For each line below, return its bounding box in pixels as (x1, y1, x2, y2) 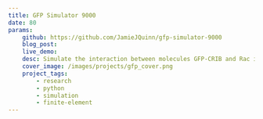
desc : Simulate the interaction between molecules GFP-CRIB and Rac (22, 56, 250, 63)
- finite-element (36, 99, 92, 106)
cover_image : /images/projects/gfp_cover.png (22, 63, 174, 70)
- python (36, 84, 65, 92)
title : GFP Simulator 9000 (8, 11, 96, 20)
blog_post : (22, 41, 58, 49)
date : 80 (8, 19, 37, 27)
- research (36, 77, 72, 85)
